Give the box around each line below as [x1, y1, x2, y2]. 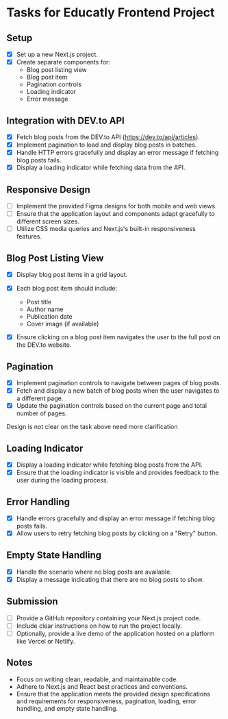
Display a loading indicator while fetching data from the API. [16, 163, 186, 172]
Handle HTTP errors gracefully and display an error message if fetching [16, 149, 219, 157]
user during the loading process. [16, 476, 109, 485]
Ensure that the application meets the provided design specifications [16, 690, 210, 698]
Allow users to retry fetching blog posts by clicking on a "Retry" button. [16, 529, 218, 537]
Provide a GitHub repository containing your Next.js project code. [16, 613, 201, 622]
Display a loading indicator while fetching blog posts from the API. [16, 461, 203, 469]
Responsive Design [6, 184, 90, 195]
